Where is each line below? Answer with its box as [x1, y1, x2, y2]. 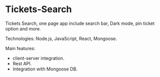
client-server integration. [12, 55, 65, 61]
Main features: [5, 45, 35, 51]
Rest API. [12, 60, 32, 66]
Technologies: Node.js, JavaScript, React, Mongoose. [5, 35, 117, 42]
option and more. [5, 25, 42, 31]
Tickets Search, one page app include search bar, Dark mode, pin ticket [5, 20, 155, 26]
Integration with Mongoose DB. [12, 66, 77, 72]
